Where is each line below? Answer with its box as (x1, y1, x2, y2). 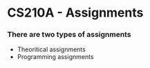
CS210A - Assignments (7, 5, 144, 21)
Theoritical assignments (17, 45, 86, 53)
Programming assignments (17, 53, 95, 61)
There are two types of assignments (7, 30, 131, 40)
